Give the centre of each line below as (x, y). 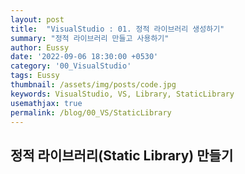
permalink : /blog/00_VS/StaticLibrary (91, 112)
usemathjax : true (46, 103)
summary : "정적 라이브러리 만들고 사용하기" (90, 38)
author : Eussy (40, 47)
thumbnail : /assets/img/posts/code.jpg (93, 85)
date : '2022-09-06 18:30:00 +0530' (84, 57)
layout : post (37, 19)
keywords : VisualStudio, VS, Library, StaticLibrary (122, 94)
